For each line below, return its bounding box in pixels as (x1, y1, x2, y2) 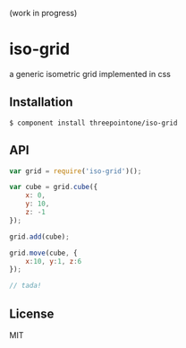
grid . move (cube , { (9, 248, 78, 257)
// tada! (9, 282, 42, 291)
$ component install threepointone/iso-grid (9, 118, 178, 127)
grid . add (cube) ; (9, 232, 70, 241)
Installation (9, 94, 73, 110)
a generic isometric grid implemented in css (9, 68, 172, 79)
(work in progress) (9, 8, 78, 18)
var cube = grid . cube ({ (9, 183, 98, 192)
